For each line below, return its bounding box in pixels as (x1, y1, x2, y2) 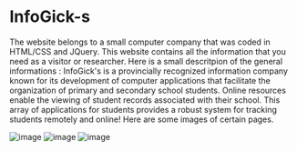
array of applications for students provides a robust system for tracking (9, 104, 278, 115)
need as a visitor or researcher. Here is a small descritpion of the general (9, 55, 283, 66)
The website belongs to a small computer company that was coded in (9, 36, 271, 47)
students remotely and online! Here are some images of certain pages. (9, 114, 274, 125)
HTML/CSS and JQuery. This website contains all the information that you (9, 45, 287, 56)
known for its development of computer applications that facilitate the (9, 75, 271, 86)
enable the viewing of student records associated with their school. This (9, 94, 281, 106)
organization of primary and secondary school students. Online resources (9, 85, 287, 96)
